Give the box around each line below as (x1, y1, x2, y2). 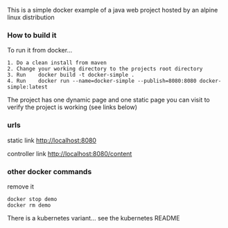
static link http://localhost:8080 (7, 136, 97, 144)
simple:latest (7, 84, 49, 91)
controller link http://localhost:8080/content (7, 149, 132, 158)
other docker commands (7, 167, 92, 176)
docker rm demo (7, 202, 51, 209)
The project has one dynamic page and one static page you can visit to (7, 96, 210, 104)
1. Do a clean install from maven (7, 59, 107, 66)
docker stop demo (7, 196, 58, 202)
